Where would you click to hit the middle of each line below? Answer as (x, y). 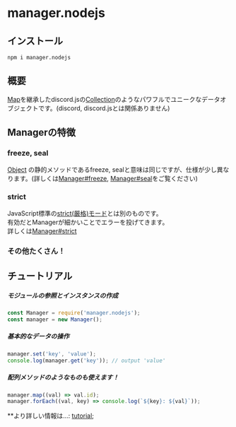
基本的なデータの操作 (38, 337)
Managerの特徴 (42, 133)
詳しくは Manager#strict (42, 230)
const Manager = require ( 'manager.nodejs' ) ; (74, 313)
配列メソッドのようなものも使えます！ (63, 378)
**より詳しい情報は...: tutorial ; (51, 416)
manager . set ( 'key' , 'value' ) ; (52, 354)
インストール (35, 41)
